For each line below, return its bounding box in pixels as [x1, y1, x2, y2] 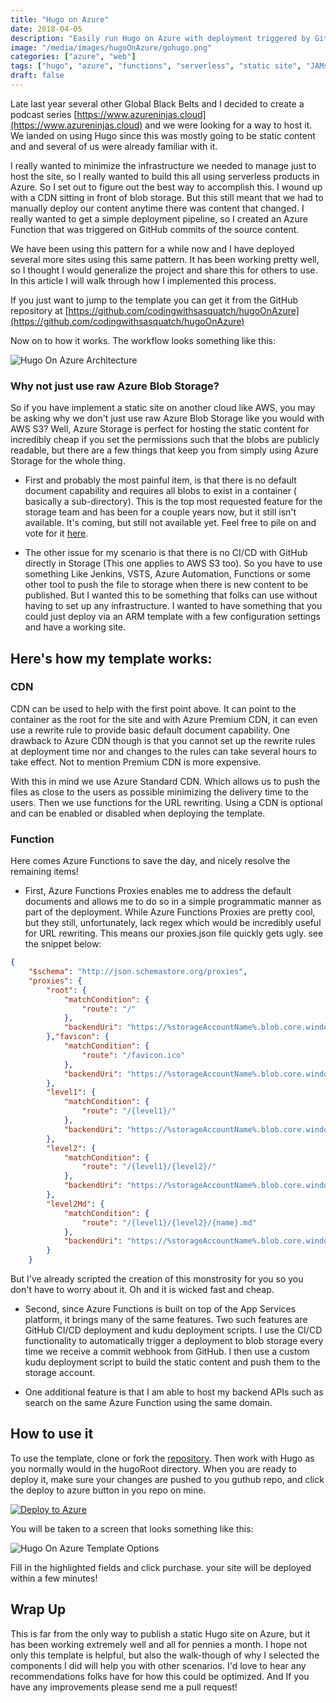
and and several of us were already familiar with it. [10, 140, 218, 152]
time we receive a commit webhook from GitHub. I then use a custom [24, 1346, 310, 1358]
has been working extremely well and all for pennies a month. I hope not [10, 1638, 308, 1650]
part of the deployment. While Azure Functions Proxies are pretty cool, [24, 906, 316, 918]
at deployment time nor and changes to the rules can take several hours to [10, 745, 317, 757]
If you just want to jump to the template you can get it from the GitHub [10, 294, 298, 306]
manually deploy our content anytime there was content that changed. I [10, 202, 305, 214]
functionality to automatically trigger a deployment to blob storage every [24, 1335, 324, 1347]
